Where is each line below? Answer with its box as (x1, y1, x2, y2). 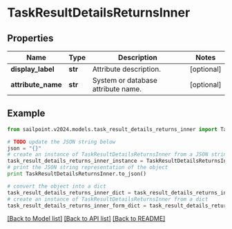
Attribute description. (92, 64, 161, 74)
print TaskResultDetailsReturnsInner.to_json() (7, 170, 147, 177)
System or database (92, 76, 157, 85)
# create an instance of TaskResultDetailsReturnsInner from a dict (7, 195, 209, 203)
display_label (10, 64, 55, 74)
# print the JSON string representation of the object (7, 164, 168, 171)
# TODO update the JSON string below (7, 138, 116, 146)
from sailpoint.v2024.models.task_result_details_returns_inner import (7, 126, 217, 132)
